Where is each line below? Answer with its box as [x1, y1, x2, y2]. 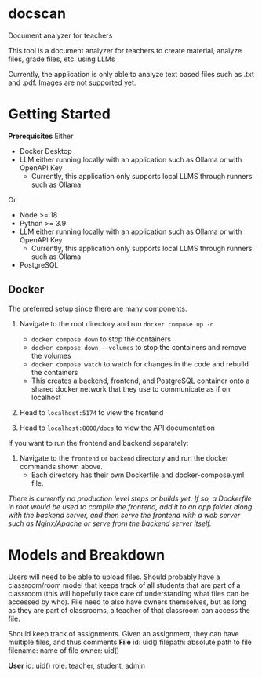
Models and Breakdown [8, 546, 166, 563]
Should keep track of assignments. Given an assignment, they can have [8, 629, 239, 638]
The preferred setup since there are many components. [8, 304, 187, 313]
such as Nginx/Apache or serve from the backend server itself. [8, 519, 212, 528]
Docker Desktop [19, 146, 72, 155]
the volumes [31, 351, 72, 360]
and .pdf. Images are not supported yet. [8, 78, 136, 87]
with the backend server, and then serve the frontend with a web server [8, 510, 241, 519]
